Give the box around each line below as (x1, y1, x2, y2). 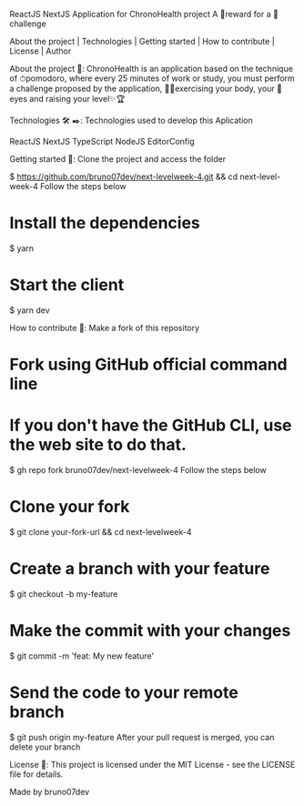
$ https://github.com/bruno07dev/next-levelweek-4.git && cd (9, 171, 238, 182)
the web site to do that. (9, 435, 187, 455)
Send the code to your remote (9, 682, 238, 702)
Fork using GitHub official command (9, 355, 289, 375)
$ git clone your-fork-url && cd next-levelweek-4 (9, 526, 192, 537)
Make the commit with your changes (9, 620, 291, 641)
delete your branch (9, 741, 81, 752)
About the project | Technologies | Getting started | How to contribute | (9, 36, 275, 46)
